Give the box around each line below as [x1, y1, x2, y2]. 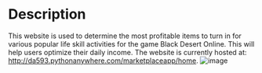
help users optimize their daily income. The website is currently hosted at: [8, 47, 247, 57]
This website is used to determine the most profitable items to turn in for [8, 31, 242, 40]
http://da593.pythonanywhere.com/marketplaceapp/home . [8, 56, 198, 65]
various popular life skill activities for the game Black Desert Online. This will [8, 39, 255, 48]
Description [8, 5, 86, 23]
